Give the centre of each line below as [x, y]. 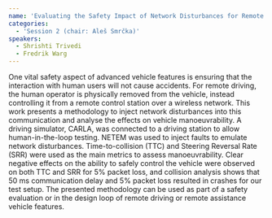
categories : [29, 24]
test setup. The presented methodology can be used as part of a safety [128, 189]
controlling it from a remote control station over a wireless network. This [129, 103]
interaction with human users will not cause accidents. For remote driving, [132, 85]
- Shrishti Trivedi [49, 46]
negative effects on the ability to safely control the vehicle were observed [132, 163]
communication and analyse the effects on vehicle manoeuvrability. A [125, 120]
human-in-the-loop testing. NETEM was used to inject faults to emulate [128, 137]
